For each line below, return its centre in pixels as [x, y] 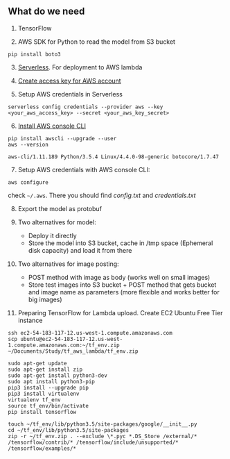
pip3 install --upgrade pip [48, 387]
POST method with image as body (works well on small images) [119, 277]
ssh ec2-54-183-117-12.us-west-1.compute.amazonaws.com [90, 333]
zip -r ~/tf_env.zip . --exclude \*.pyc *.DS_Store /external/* [103, 436]
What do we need [46, 11]
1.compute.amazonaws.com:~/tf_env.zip [64, 345]
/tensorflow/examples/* [42, 448]
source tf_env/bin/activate [48, 406]
